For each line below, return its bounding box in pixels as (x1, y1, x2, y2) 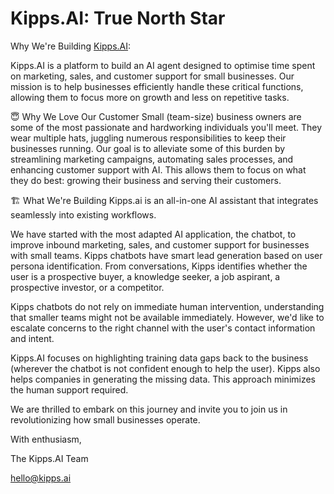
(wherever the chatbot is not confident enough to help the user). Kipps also (10, 362, 321, 374)
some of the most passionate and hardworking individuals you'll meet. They (10, 121, 323, 133)
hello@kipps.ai (10, 472, 72, 484)
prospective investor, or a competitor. (10, 281, 165, 293)
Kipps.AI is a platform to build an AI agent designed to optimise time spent (10, 59, 316, 71)
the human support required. (10, 383, 129, 396)
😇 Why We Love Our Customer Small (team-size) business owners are (10, 110, 302, 122)
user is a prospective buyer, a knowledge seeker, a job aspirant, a (10, 270, 281, 282)
